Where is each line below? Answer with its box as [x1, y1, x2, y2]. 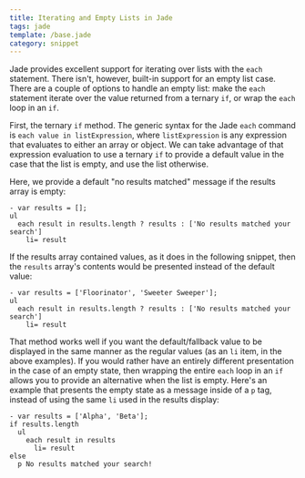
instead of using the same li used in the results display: [9, 394, 220, 405]
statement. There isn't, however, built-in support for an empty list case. [9, 74, 276, 85]
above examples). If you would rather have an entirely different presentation [9, 356, 294, 367]
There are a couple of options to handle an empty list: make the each [9, 83, 266, 94]
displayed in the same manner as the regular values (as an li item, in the [9, 346, 282, 357]
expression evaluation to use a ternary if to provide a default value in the [9, 149, 285, 160]
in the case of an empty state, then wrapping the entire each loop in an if [9, 365, 284, 376]
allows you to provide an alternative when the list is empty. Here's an [9, 375, 268, 386]
